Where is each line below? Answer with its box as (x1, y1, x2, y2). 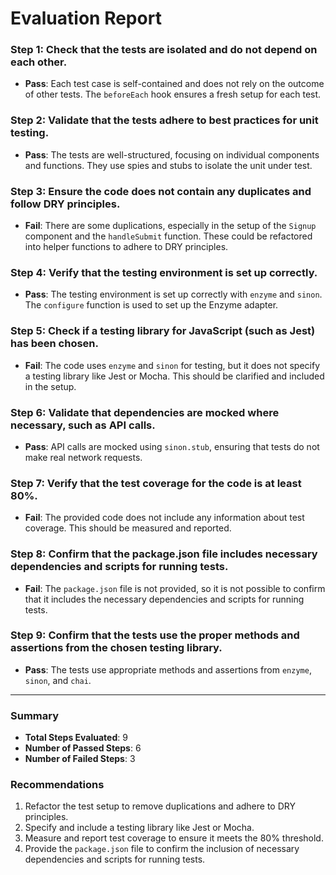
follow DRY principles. (10, 197, 121, 211)
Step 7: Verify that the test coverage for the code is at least (10, 476, 302, 490)
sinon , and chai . (24, 674, 92, 686)
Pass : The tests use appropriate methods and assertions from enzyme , (24, 663, 312, 676)
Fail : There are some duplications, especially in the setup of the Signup (24, 220, 317, 232)
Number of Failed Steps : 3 (24, 753, 136, 765)
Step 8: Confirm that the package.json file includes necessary (10, 547, 318, 561)
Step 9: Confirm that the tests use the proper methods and (10, 628, 300, 642)
